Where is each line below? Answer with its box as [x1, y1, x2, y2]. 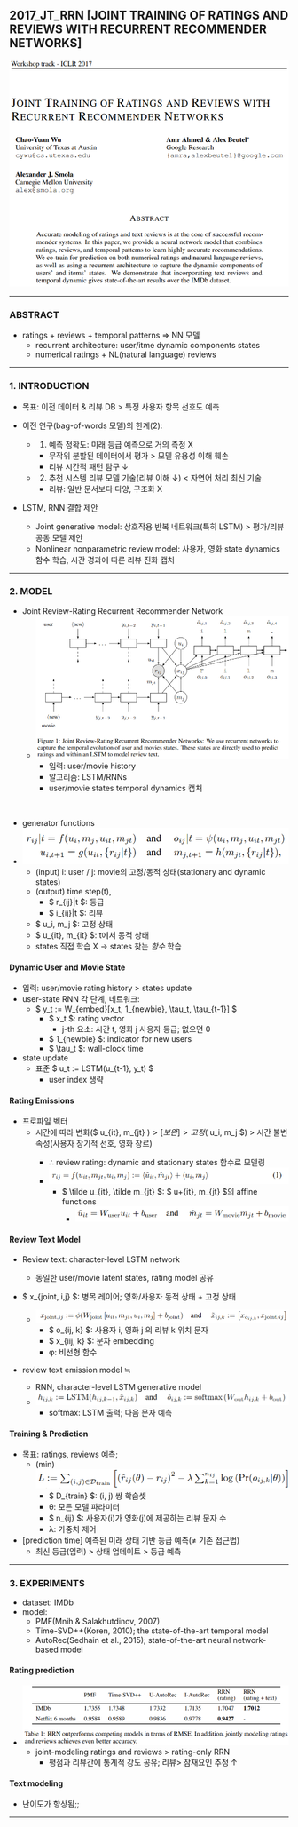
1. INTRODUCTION [9, 380, 90, 393]
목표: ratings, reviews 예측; [21, 1449, 118, 1460]
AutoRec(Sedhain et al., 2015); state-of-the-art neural [35, 1635, 231, 1646]
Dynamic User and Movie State [9, 962, 126, 973]
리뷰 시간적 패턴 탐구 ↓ [48, 461, 129, 472]
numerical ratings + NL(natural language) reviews [35, 349, 217, 360]
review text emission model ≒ [21, 1364, 131, 1375]
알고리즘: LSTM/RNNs [48, 771, 127, 782]
